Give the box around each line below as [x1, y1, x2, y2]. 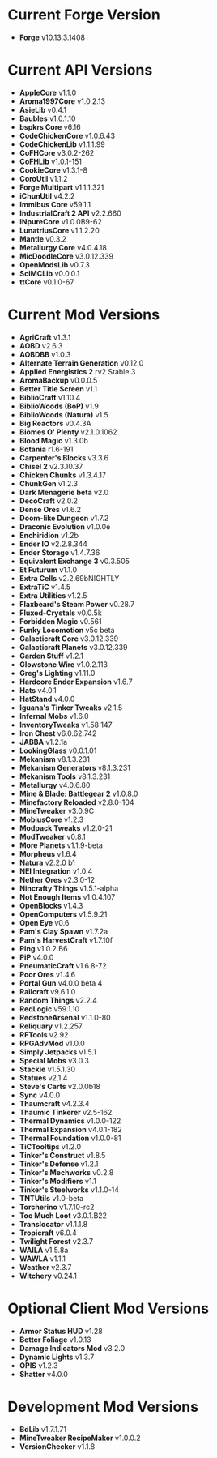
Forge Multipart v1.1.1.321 [19, 182, 104, 192]
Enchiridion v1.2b [19, 530, 79, 540]
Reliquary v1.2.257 [19, 1021, 83, 1031]
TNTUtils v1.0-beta [19, 1193, 84, 1203]
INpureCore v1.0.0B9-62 [19, 216, 102, 226]
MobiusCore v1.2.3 [19, 815, 84, 824]
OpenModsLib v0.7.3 [19, 259, 90, 269]
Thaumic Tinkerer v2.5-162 [19, 1107, 113, 1117]
